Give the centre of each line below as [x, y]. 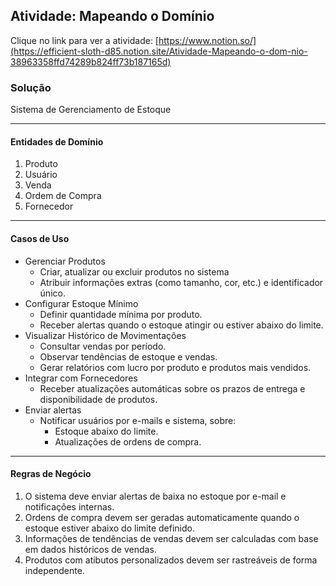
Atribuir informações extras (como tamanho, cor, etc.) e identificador [181, 282]
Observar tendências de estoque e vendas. [128, 356]
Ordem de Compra [63, 196]
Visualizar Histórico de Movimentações [105, 335]
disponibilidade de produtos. [98, 399]
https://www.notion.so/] [207, 40]
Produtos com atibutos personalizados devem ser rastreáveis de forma [171, 560]
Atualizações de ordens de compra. [128, 441]
